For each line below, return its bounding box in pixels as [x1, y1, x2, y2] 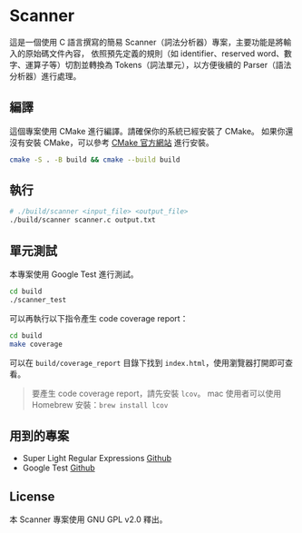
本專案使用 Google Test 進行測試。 [9, 269, 139, 280]
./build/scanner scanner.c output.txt [9, 215, 156, 225]
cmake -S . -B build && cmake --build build [9, 155, 180, 164]
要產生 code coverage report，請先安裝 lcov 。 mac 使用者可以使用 [31, 388, 282, 399]
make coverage [9, 340, 63, 349]
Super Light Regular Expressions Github [22, 453, 172, 464]
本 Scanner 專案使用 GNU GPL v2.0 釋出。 [9, 514, 168, 525]
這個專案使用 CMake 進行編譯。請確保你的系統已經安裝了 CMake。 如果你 [9, 125, 286, 136]
